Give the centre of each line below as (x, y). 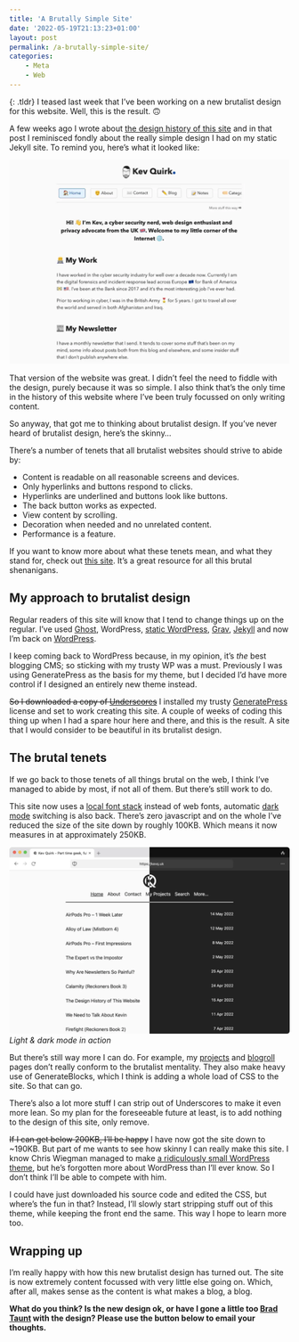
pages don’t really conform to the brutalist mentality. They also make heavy (148, 1067)
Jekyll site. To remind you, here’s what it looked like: (105, 147)
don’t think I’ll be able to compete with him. (88, 1177)
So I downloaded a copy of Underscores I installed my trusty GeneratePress (148, 701)
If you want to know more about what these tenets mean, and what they (141, 552)
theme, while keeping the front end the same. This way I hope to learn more (148, 1214)
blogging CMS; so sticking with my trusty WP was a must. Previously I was (146, 665)
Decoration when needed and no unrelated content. (117, 525)
